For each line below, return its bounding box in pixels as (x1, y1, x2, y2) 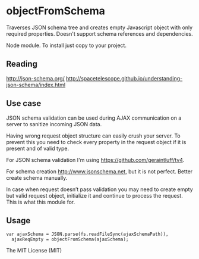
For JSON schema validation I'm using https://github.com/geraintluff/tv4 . (6, 156, 185, 163)
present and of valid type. (6, 145, 70, 152)
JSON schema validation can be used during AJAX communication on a (6, 114, 182, 121)
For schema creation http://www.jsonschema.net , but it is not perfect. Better (6, 168, 193, 175)
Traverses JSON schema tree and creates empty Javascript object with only (6, 24, 193, 31)
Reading (6, 59, 37, 69)
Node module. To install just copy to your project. (6, 42, 127, 49)
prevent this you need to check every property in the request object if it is (6, 138, 187, 145)
